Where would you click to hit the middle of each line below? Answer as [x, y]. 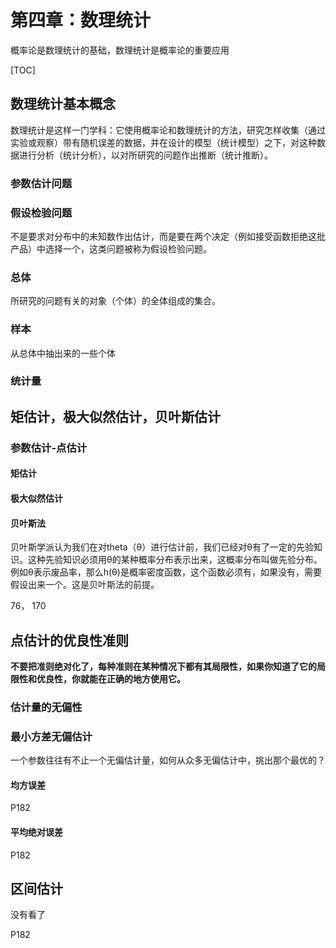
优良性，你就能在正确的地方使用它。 [111, 679]
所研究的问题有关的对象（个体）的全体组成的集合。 [115, 301]
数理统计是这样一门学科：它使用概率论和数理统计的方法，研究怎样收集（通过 [168, 130]
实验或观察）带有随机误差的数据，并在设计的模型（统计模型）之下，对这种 [163, 142]
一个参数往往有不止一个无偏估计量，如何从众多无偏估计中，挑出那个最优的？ [168, 760]
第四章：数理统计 [81, 20]
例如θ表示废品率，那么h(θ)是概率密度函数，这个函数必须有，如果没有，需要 [166, 572]
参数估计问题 [41, 183]
